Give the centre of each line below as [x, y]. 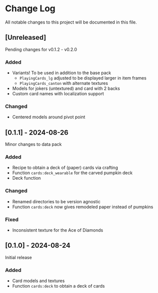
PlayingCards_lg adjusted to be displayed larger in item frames [83, 78]
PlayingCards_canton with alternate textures [64, 83]
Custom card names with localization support [58, 94]
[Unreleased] [26, 38]
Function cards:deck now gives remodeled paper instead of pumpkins [83, 207]
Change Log [30, 9]
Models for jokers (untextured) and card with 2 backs [66, 88]
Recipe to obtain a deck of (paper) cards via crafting [65, 168]
